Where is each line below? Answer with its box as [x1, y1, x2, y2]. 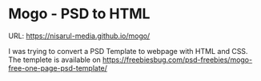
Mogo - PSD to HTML [8, 5, 151, 23]
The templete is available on [8, 55, 102, 64]
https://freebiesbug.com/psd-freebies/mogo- [102, 55, 253, 64]
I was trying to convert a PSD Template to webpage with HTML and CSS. [8, 46, 248, 56]
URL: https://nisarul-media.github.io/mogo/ [8, 31, 151, 40]
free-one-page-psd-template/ [8, 63, 108, 72]
